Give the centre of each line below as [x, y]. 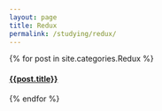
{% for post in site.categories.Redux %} [81, 59]
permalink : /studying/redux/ [63, 33]
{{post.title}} [34, 78]
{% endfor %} [35, 99]
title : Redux [33, 26]
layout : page [33, 17]
